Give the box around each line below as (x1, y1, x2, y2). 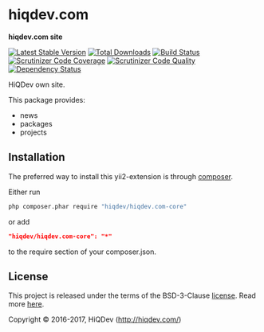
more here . (8, 299, 45, 309)
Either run (8, 187, 41, 197)
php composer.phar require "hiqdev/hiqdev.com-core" (8, 202, 187, 210)
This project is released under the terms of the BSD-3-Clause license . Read (8, 291, 257, 300)
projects (19, 127, 48, 137)
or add (8, 217, 30, 226)
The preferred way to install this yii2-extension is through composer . (8, 171, 234, 181)
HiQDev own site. (8, 80, 65, 89)
